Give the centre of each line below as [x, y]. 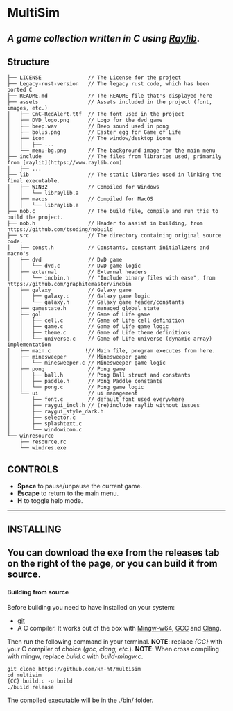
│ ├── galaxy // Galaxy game [69, 290]
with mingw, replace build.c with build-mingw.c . [75, 656]
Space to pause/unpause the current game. [80, 486]
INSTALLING [34, 529]
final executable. [34, 181]
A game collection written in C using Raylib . [103, 38]
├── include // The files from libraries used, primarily [114, 157]
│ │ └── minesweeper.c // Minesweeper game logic [87, 363]
